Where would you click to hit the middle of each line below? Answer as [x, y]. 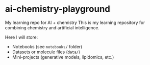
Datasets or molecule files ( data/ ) [46, 52]
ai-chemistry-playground [58, 9]
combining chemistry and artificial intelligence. [52, 27]
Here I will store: [22, 37]
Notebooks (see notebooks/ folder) [47, 46]
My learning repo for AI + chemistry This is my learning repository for [75, 22]
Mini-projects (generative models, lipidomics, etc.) [63, 57]
